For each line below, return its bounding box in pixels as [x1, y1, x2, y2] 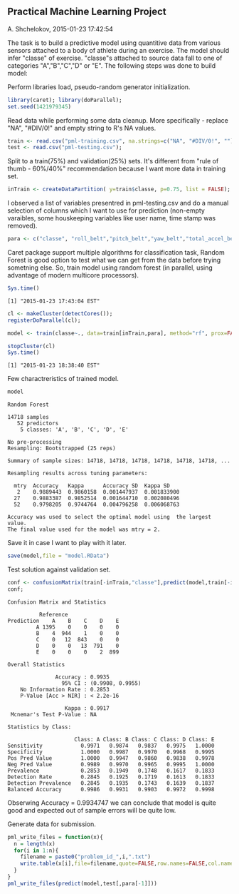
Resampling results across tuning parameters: [7, 470, 148, 477]
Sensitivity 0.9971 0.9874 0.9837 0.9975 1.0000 [7, 742, 215, 749]
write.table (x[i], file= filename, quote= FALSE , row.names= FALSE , [20, 860, 208, 868]
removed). [7, 221, 38, 230]
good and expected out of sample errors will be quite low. [7, 806, 176, 814]
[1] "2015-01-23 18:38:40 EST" [7, 362, 100, 370]
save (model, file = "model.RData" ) [7, 552, 110, 559]
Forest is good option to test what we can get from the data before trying [7, 256, 221, 265]
